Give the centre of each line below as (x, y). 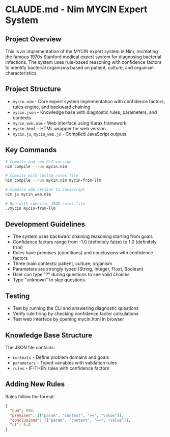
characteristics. (22, 73)
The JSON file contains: (30, 348)
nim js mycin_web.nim (28, 195)
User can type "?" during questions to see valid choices (71, 275)
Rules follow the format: (30, 396)
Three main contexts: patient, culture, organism (62, 263)
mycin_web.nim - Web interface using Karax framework (69, 123)
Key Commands (31, 150)
